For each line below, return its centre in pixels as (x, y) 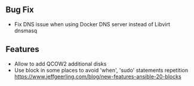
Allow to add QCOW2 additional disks (60, 64)
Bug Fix (20, 10)
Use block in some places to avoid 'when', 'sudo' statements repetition (101, 70)
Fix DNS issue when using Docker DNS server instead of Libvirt (92, 24)
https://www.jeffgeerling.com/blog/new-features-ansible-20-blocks (98, 76)
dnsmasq (26, 30)
